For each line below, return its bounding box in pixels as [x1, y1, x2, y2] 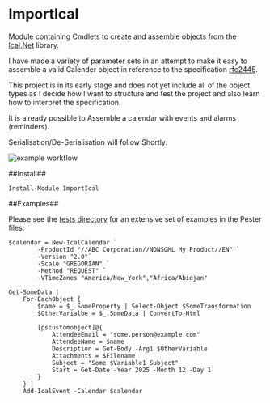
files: [8, 223, 25, 232]
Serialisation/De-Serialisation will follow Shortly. [8, 137, 168, 146]
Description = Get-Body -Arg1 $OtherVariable [51, 345, 208, 353]
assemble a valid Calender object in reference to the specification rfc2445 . [8, 64, 259, 74]
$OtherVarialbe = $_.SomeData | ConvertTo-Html [37, 309, 200, 317]
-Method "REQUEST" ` [37, 266, 107, 275]
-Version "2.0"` [37, 252, 92, 261]
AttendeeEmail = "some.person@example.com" [51, 330, 200, 338]
